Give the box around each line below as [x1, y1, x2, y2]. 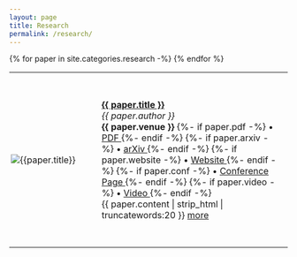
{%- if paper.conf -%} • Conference [116, 165, 270, 178]
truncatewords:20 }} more [101, 209, 209, 222]
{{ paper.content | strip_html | [101, 198, 224, 210]
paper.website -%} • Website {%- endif [101, 154, 269, 166]
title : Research [9, 21, 69, 30]
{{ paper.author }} [101, 110, 175, 122]
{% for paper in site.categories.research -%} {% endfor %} [9, 54, 225, 64]
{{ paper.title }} [101, 99, 165, 111]
